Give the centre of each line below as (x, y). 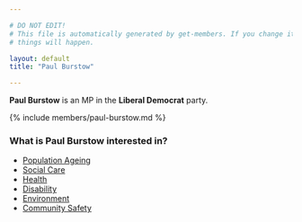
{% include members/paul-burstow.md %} (88, 118)
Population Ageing (57, 160)
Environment (46, 199)
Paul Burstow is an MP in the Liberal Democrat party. (109, 101)
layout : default (40, 58)
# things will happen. (52, 42)
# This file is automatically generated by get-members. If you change (146, 34)
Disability (40, 189)
